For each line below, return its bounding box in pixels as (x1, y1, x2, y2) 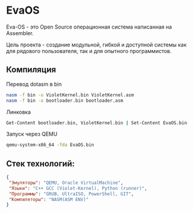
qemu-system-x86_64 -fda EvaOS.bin (6, 142, 94, 148)
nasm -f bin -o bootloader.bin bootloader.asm (6, 98, 124, 104)
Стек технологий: (6, 158, 75, 168)
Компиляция (6, 65, 56, 75)
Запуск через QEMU (6, 130, 58, 137)
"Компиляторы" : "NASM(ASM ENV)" (8, 196, 89, 202)
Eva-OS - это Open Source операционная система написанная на (6, 23, 172, 30)
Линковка (6, 108, 31, 115)
